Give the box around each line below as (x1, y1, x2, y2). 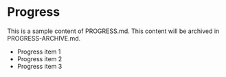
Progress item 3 (16, 62, 63, 70)
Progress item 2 (16, 54, 63, 63)
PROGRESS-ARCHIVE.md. (7, 34, 81, 42)
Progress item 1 (16, 47, 61, 56)
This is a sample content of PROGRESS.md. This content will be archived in (7, 27, 220, 35)
